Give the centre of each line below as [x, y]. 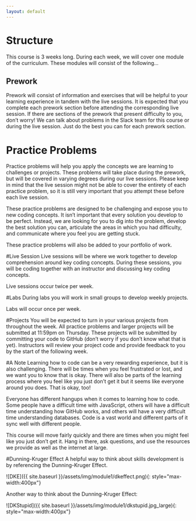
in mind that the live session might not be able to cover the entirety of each [96, 185]
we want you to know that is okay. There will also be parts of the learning [94, 375]
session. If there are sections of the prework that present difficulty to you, [94, 114]
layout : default [26, 11]
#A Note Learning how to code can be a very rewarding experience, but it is [97, 363]
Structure [30, 40]
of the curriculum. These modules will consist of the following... [82, 63]
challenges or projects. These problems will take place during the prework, [96, 173]
